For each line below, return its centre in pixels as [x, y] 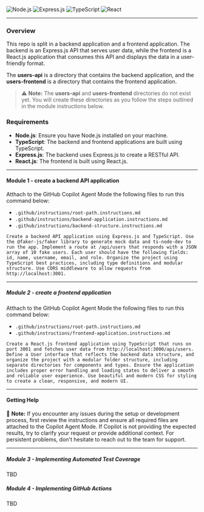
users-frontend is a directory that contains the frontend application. [92, 81]
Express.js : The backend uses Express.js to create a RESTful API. [97, 154]
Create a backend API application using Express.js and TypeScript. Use [100, 236]
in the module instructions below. [63, 106]
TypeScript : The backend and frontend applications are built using [98, 142]
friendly [16, 63]
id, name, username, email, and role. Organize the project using [92, 258]
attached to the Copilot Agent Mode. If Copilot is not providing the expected [101, 426]
